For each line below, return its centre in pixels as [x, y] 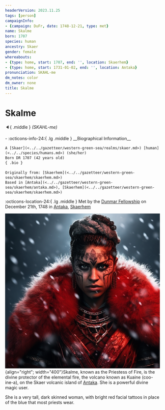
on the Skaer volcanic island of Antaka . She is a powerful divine [84, 382]
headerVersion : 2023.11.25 [33, 10]
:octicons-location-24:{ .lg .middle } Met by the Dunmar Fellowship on [76, 201]
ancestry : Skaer [22, 47]
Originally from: [23, 173]
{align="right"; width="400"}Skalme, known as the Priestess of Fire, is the [80, 372]
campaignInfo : [20, 21]
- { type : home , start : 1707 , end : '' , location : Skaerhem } [67, 62]
